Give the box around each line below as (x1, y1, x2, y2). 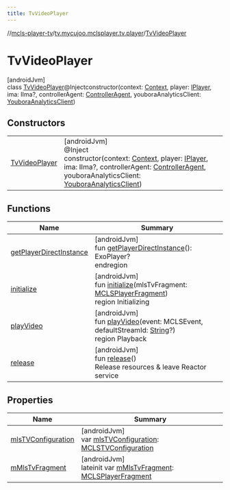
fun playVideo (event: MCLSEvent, (94, 317, 203, 326)
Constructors (7, 117, 66, 129)
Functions (7, 203, 51, 215)
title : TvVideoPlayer (7, 10, 69, 17)
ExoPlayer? (94, 252, 131, 261)
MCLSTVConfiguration (81, 443, 154, 452)
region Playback (94, 334, 147, 343)
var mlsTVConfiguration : (81, 434, 159, 444)
